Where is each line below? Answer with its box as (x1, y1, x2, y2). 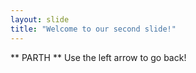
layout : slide (10, 14, 70, 25)
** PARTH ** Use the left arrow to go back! (10, 51, 187, 63)
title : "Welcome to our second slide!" (10, 24, 177, 34)
